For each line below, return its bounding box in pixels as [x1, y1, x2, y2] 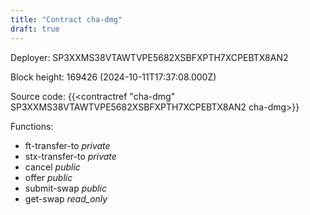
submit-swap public [24, 182, 107, 194]
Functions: [10, 120, 54, 132]
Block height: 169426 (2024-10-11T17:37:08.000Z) [10, 71, 217, 83]
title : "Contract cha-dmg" [10, 14, 123, 25]
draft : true [10, 24, 60, 34]
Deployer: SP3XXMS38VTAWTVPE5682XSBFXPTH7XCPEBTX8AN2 [10, 51, 289, 63]
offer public [24, 171, 73, 183]
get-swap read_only [24, 192, 108, 205]
